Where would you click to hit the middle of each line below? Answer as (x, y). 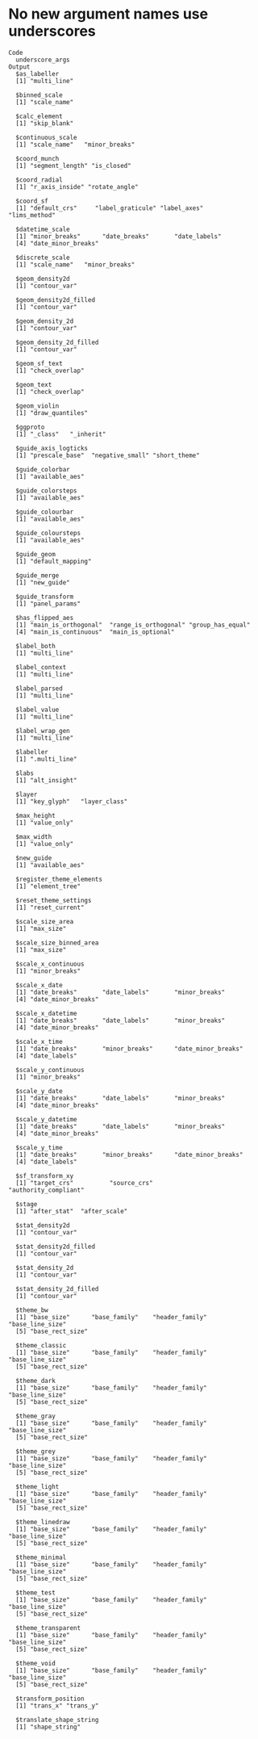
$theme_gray (36, 1416)
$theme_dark (36, 1381)
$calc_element (39, 116)
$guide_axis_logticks (52, 448)
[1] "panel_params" (48, 603)
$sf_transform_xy (45, 1175)
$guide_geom (36, 554)
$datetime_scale (43, 229)
